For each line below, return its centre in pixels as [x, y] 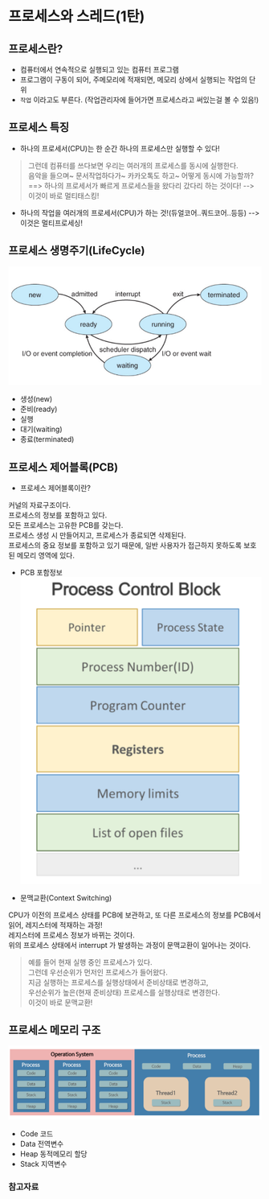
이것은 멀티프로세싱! [51, 223]
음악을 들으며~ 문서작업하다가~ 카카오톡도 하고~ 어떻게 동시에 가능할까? [141, 175]
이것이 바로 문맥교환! [60, 1002]
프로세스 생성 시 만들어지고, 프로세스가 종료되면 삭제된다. [97, 535]
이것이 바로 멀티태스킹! [63, 196]
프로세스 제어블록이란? [55, 488]
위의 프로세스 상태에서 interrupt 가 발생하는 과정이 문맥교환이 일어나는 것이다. [130, 945]
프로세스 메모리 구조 [55, 1030]
